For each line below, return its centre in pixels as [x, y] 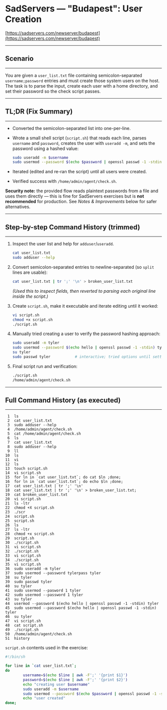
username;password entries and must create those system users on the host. [83, 81]
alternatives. [18, 207]
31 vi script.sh [23, 547]
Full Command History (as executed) [63, 401]
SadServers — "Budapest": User [74, 9]
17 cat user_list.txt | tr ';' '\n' [44, 486]
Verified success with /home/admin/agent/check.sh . [65, 181]
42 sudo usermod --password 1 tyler [44, 595]
